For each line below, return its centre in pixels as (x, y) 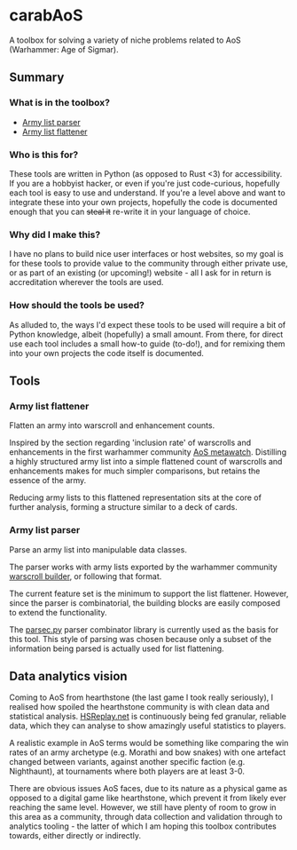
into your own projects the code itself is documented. (106, 353)
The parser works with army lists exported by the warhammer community (143, 567)
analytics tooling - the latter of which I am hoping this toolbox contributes (143, 826)
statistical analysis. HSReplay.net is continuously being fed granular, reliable (148, 717)
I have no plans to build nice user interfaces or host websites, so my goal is (146, 254)
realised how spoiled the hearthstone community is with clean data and (140, 707)
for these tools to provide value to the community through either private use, (148, 264)
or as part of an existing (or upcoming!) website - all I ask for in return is (141, 273)
